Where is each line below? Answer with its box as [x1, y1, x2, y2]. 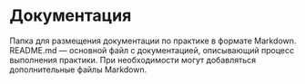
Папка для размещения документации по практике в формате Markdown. [9, 35, 297, 46]
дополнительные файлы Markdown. [9, 64, 147, 75]
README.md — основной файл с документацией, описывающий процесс [9, 44, 294, 55]
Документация [9, 5, 132, 26]
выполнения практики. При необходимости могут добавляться [9, 54, 257, 65]
